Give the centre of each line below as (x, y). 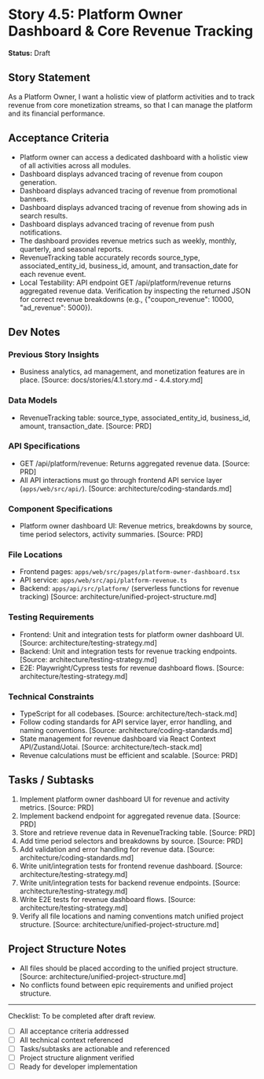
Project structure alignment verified (77, 1057)
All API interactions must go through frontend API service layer (121, 480)
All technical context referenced (71, 1040)
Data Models (33, 400)
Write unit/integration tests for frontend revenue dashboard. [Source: (131, 866)
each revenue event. (53, 274)
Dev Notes (34, 332)
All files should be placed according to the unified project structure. (128, 968)
